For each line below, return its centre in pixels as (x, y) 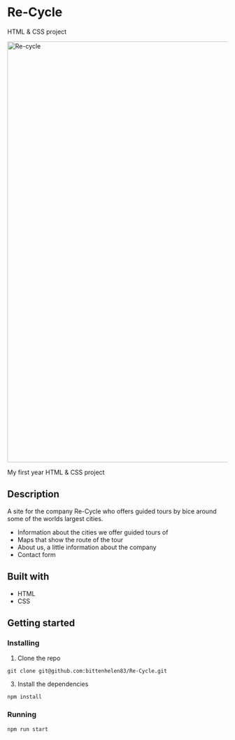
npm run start (28, 729)
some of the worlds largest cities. (55, 518)
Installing (23, 643)
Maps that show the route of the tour (70, 539)
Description (33, 494)
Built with (28, 577)
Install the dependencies (53, 684)
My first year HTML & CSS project (56, 472)
